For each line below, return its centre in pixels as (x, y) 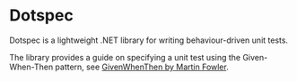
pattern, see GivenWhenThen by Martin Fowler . (142, 67)
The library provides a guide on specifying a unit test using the (125, 57)
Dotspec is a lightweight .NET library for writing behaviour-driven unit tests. (149, 40)
